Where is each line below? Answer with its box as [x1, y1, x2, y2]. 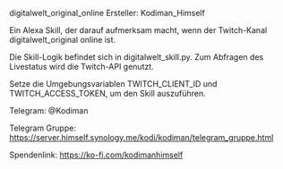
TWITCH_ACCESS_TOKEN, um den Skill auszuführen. [9, 89, 206, 98]
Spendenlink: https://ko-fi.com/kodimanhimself [9, 149, 184, 160]
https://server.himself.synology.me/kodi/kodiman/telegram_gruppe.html [9, 132, 274, 142]
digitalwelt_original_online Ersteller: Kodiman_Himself [9, 8, 206, 18]
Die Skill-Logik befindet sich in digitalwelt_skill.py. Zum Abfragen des [9, 52, 264, 62]
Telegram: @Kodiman [9, 106, 89, 115]
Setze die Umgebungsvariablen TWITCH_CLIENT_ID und [9, 79, 218, 89]
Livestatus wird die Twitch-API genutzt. [9, 62, 154, 72]
